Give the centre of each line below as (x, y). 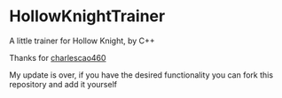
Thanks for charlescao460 (58, 57)
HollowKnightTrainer (87, 16)
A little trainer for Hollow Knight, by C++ (82, 41)
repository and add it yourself (63, 84)
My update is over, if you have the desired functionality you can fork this (141, 75)
